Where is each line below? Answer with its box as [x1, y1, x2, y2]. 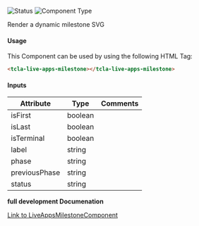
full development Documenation [7, 197, 104, 206]
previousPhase [11, 168, 61, 177]
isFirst [11, 111, 32, 120]
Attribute [20, 99, 52, 108]
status [11, 180, 32, 189]
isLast [11, 122, 31, 132]
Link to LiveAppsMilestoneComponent [7, 211, 119, 220]
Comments [101, 99, 139, 108]
